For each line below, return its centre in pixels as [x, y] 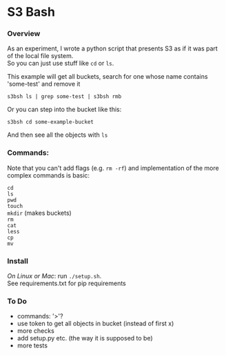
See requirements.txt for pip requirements [66, 283]
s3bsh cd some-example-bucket [51, 122]
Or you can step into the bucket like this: [64, 109]
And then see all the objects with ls [58, 135]
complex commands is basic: [49, 175]
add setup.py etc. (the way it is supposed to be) [85, 338]
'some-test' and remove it [44, 84]
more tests [32, 345]
